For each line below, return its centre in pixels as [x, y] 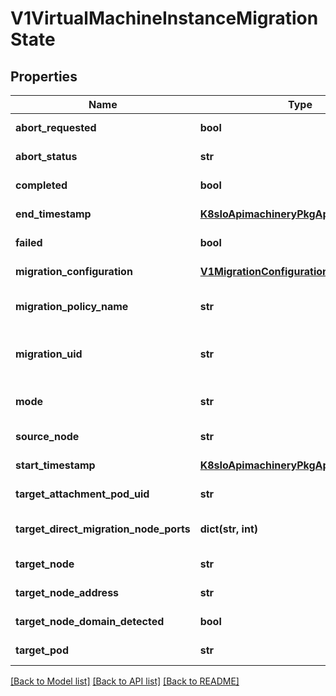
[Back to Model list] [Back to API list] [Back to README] [125, 681]
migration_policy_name [72, 306]
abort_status [46, 156]
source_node [47, 436]
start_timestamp [55, 465]
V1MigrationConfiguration [264, 271]
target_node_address [67, 592]
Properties [44, 76]
